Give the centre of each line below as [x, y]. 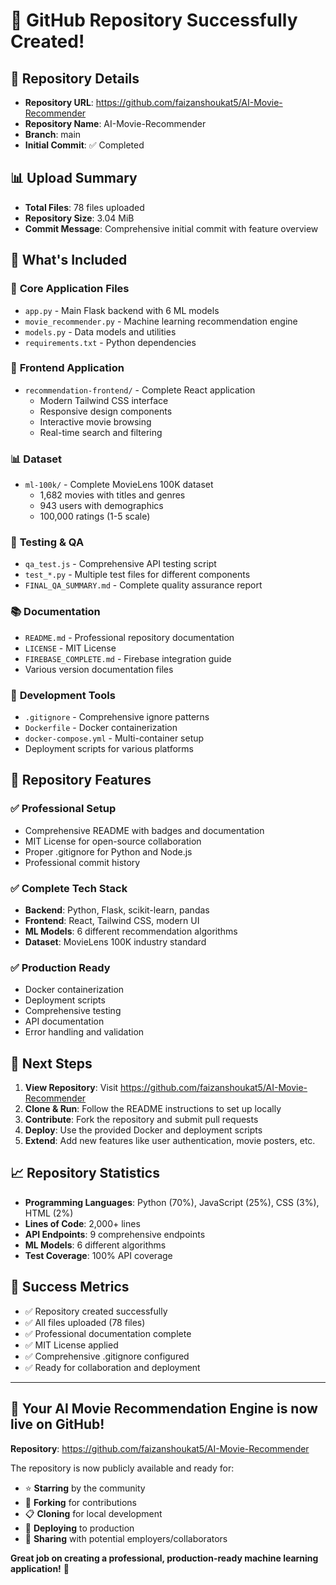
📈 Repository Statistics [85, 1173]
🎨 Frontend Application [67, 368]
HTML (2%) [49, 1213]
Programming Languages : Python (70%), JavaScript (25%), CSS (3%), [172, 1202]
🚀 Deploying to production [79, 1528]
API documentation [64, 1021]
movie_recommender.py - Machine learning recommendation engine [161, 321]
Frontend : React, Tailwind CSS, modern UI [112, 920]
